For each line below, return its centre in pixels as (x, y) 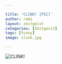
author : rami (19, 19)
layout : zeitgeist (24, 24)
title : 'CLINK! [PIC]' (29, 14)
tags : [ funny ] (20, 33)
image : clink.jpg (23, 38)
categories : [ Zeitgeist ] (31, 28)
